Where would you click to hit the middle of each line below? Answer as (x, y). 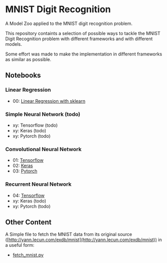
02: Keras (23, 166)
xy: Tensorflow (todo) (35, 125)
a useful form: (20, 245)
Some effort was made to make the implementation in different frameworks (84, 54)
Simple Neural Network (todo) (43, 114)
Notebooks (23, 76)
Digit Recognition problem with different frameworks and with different (79, 39)
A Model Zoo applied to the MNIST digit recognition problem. (69, 23)
